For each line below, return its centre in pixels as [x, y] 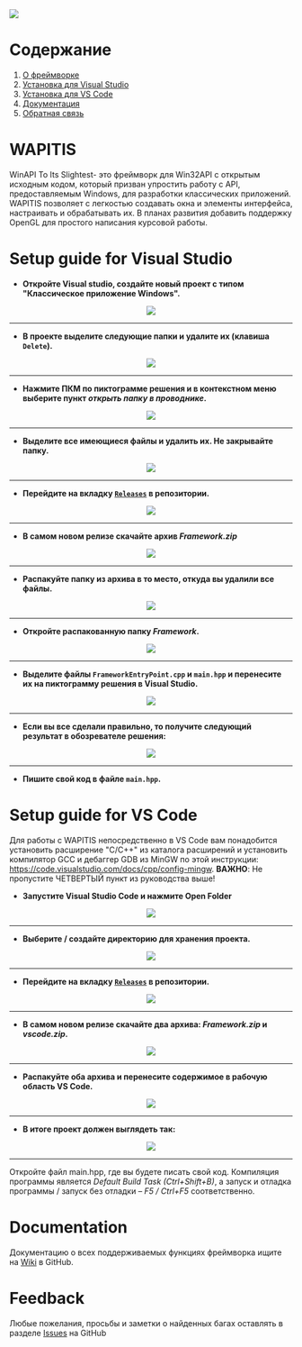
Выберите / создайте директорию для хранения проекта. [136, 938]
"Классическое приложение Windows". [101, 293]
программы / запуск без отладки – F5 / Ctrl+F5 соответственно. [132, 1191]
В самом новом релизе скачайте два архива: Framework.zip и [145, 1024]
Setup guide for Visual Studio [121, 259]
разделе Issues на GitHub [58, 1333]
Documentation [69, 1227]
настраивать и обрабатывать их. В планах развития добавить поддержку [151, 213]
